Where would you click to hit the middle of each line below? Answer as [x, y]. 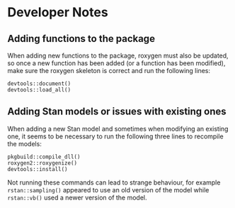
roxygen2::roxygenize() [42, 163]
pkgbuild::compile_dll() [44, 157]
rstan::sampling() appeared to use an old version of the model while [108, 190]
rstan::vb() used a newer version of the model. [77, 197]
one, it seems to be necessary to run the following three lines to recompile [116, 136]
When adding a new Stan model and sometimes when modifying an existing [118, 128]
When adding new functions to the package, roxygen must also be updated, [118, 55]
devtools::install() [38, 169]
